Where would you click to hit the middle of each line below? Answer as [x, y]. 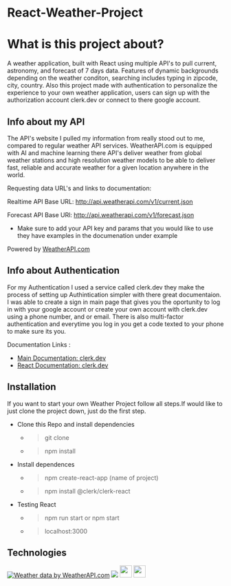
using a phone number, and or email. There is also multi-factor [96, 316]
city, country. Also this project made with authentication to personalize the [112, 85]
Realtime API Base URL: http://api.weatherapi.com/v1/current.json [100, 201]
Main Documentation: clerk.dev [62, 358]
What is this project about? [86, 44]
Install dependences [46, 464]
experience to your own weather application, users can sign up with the [109, 93]
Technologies [37, 553]
